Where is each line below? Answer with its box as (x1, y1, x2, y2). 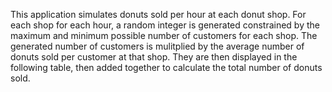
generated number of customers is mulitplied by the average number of (10, 40, 305, 52)
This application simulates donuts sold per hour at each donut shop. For (10, 9, 307, 20)
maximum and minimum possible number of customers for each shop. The (10, 30, 318, 41)
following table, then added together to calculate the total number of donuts (10, 62, 323, 73)
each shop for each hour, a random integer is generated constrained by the (10, 19, 320, 31)
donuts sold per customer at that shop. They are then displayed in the (10, 51, 298, 63)
